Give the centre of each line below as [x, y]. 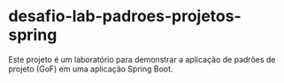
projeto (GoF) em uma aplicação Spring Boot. [91, 69]
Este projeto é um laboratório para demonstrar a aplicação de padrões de [142, 59]
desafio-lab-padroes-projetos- [125, 16]
